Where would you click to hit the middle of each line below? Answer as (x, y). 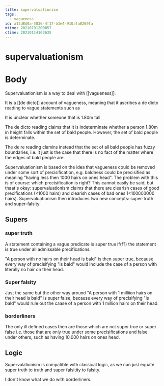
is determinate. (20, 138)
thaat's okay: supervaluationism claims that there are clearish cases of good (82, 188)
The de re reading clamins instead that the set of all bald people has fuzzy (80, 147)
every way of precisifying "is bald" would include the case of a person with (81, 264)
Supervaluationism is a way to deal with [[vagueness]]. (61, 93)
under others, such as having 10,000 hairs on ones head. (63, 337)
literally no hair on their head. (35, 269)
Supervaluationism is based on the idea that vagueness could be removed (80, 167)
